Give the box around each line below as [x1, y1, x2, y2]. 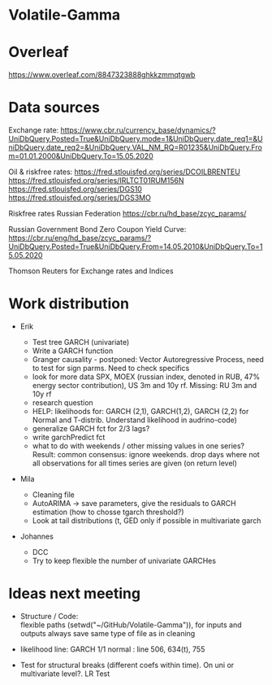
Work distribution [8, 295, 130, 313]
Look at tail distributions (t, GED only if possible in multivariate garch [32, 516, 261, 526]
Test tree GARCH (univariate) [32, 338, 130, 347]
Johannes [19, 531, 54, 541]
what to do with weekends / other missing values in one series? [32, 441, 245, 451]
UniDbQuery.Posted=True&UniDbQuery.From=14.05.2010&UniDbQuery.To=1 [8, 242, 263, 251]
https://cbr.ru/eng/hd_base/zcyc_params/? [8, 233, 152, 243]
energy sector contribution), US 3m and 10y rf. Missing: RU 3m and [32, 381, 257, 390]
